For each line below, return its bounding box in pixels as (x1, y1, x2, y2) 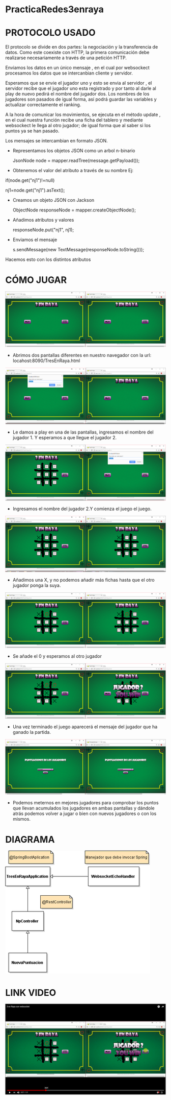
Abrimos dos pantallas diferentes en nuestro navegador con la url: (12, 352, 152, 358)
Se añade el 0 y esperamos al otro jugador (12, 653, 102, 659)
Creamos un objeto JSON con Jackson (12, 197, 95, 203)
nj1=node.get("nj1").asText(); (5, 187, 65, 194)
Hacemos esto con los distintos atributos (5, 256, 91, 262)
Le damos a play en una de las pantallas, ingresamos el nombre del (12, 429, 154, 435)
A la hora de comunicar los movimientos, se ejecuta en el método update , (5, 111, 161, 118)
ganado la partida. (12, 729, 51, 735)
